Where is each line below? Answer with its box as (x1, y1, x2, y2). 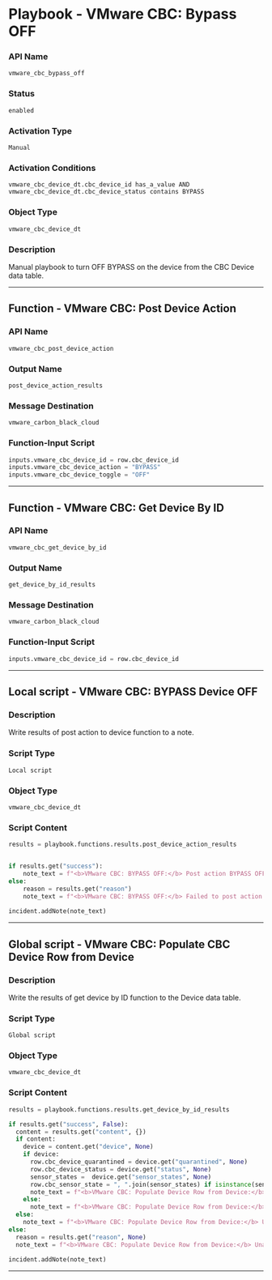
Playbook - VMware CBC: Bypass (8, 5, 237, 23)
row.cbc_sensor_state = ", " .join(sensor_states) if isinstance (29, 1180, 252, 1188)
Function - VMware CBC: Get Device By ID (8, 501, 224, 514)
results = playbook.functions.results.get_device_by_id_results (8, 1105, 230, 1114)
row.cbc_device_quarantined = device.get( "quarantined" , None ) (29, 1158, 249, 1167)
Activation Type (8, 125, 73, 136)
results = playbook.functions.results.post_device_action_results (8, 840, 237, 849)
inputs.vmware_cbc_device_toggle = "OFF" (8, 471, 151, 479)
